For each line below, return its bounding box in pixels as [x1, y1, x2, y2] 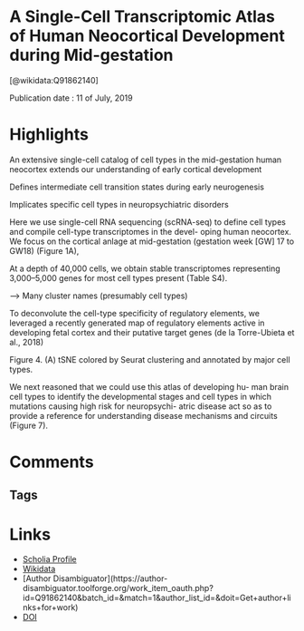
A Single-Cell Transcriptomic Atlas [9, 6, 276, 27]
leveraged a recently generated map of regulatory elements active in [9, 317, 265, 328]
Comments [9, 451, 94, 472]
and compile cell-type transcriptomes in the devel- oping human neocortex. [9, 226, 292, 237]
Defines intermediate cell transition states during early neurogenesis [9, 181, 265, 192]
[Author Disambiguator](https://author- [22, 573, 168, 584]
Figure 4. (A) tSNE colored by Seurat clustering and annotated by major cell [9, 354, 291, 364]
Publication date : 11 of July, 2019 [9, 92, 133, 103]
